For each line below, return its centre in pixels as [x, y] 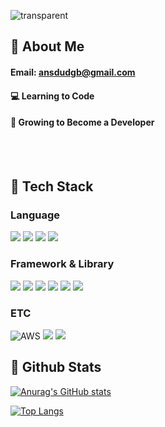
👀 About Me [47, 46]
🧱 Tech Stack [52, 186]
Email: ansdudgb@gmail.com [73, 72]
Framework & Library [62, 264]
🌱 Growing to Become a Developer [82, 122]
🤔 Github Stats [56, 367]
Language [35, 215]
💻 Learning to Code [52, 96]
